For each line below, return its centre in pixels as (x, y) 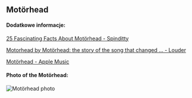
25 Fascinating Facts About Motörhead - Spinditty (68, 38)
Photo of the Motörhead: (37, 75)
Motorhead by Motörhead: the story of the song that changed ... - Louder (96, 50)
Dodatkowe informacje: (36, 25)
